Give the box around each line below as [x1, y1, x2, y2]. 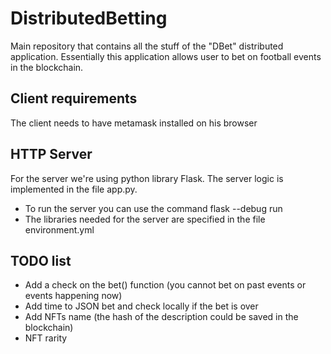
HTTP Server [10, 146, 93, 163]
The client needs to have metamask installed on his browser [10, 117, 258, 129]
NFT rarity [24, 332, 68, 344]
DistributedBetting [10, 7, 168, 30]
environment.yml [24, 223, 95, 236]
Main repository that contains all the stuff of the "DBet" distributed [10, 40, 284, 52]
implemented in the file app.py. [10, 183, 138, 195]
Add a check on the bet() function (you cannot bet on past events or [24, 279, 307, 291]
